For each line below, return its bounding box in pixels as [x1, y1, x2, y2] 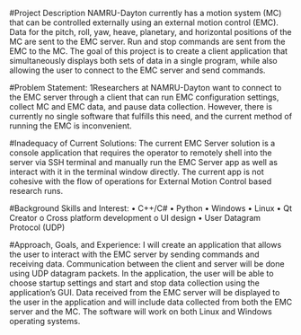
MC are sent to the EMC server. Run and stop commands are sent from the [9, 36, 286, 47]
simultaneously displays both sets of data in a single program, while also [9, 56, 278, 66]
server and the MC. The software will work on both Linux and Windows [9, 306, 272, 317]
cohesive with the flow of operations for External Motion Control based [9, 176, 272, 187]
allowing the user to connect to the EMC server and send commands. [9, 65, 266, 75]
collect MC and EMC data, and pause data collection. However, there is [9, 101, 272, 111]
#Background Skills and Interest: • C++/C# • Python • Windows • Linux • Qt [9, 203, 292, 214]
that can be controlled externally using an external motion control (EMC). [9, 17, 279, 28]
